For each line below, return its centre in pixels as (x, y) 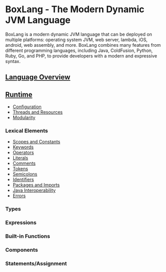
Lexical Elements (27, 131)
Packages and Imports (36, 185)
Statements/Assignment (36, 264)
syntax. (13, 61)
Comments (24, 163)
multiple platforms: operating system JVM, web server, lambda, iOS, (76, 40)
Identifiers (23, 179)
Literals (20, 158)
